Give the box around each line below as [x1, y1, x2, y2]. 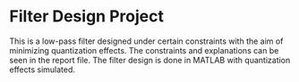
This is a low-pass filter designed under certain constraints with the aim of [9, 36, 284, 46]
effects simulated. [9, 64, 76, 75]
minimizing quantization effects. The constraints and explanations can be [9, 45, 279, 55]
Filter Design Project [9, 6, 164, 27]
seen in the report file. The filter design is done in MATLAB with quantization [9, 54, 291, 65]
